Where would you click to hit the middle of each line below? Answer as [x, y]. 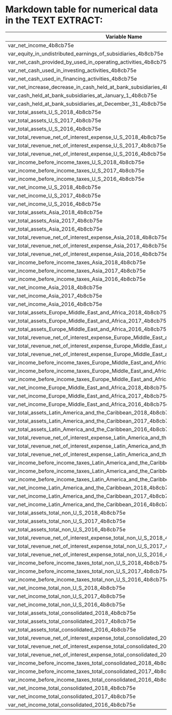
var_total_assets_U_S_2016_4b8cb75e [55, 128]
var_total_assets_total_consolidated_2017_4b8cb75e [72, 621]
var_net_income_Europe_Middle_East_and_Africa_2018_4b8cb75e [89, 387]
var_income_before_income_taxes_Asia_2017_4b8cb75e [77, 271]
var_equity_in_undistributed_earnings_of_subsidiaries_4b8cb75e [86, 53]
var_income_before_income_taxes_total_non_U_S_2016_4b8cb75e [88, 579]
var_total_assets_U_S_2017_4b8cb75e [55, 120]
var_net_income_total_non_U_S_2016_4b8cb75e [67, 605]
